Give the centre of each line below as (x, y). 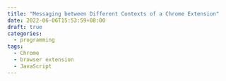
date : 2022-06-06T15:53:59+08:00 (56, 20)
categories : (25, 33)
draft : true (25, 27)
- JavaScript (33, 66)
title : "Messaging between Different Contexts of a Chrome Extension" (113, 14)
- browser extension (44, 60)
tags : (15, 46)
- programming (34, 40)
